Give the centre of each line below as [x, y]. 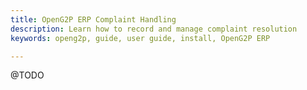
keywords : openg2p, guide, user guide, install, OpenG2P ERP [140, 38]
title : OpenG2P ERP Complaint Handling [93, 19]
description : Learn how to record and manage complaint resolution [154, 29]
